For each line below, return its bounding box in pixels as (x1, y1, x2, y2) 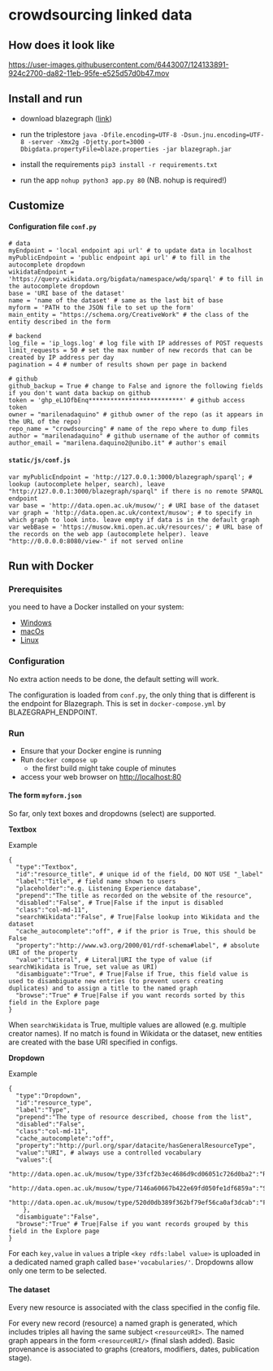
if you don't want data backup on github (8, 389, 151, 398)
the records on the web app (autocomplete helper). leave (8, 530, 209, 538)
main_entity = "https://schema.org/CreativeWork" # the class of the (8, 311, 249, 319)
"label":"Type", (15, 1106, 71, 1114)
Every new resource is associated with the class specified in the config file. (8, 1303, 261, 1312)
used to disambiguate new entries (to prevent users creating (8, 978, 223, 986)
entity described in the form (8, 318, 111, 327)
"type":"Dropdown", (15, 1092, 82, 1101)
